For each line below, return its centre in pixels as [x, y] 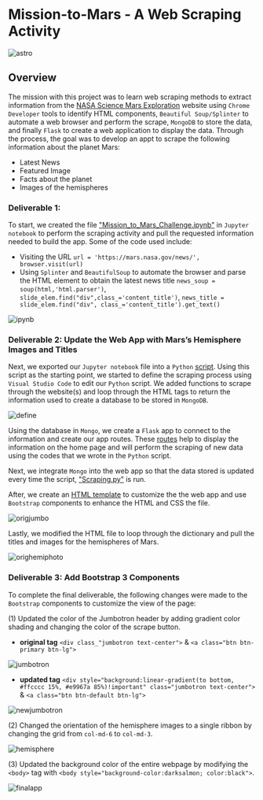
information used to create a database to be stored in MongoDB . [108, 400]
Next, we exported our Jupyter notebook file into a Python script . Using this [129, 367]
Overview [33, 78]
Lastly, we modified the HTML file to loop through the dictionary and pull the [131, 534]
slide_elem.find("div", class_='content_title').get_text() [120, 305]
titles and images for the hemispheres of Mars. [84, 542]
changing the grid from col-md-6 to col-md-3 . [80, 733]
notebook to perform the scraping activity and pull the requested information [131, 233]
